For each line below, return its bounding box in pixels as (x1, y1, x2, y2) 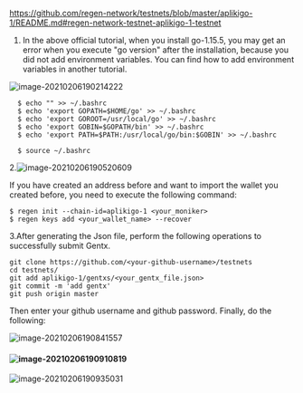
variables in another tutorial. (22, 63, 128, 74)
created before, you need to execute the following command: (9, 189, 237, 200)
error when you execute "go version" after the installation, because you (22, 44, 289, 55)
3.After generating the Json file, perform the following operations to (9, 231, 262, 241)
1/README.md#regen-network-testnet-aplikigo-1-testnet (9, 17, 222, 28)
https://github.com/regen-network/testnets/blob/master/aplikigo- (9, 8, 253, 18)
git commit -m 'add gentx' (9, 282, 111, 291)
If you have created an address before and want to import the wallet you (9, 180, 279, 190)
